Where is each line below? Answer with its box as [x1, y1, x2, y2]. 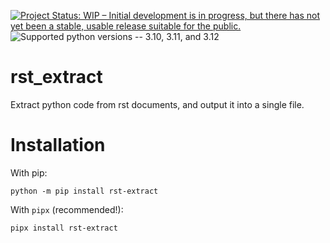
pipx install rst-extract [10, 223, 118, 233]
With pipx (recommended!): [10, 203, 124, 215]
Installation [10, 134, 106, 157]
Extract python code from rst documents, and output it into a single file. [10, 98, 305, 110]
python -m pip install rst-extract [10, 186, 159, 196]
